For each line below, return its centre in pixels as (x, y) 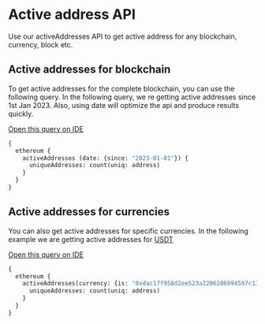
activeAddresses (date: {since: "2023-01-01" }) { (106, 158)
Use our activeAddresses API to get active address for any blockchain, (123, 36)
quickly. (21, 114)
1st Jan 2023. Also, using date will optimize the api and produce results (123, 105)
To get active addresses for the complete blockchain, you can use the (121, 88)
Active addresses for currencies (89, 212)
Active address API (72, 15)
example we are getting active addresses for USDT (91, 239)
